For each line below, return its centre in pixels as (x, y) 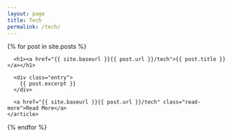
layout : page (26, 14)
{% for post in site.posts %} (47, 47)
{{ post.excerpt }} (48, 84)
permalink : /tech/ (34, 27)
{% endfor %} (27, 127)
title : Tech (24, 20)
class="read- (181, 102)
